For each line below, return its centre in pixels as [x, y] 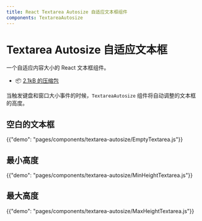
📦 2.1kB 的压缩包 [37, 81]
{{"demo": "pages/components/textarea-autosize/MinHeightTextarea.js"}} [100, 175]
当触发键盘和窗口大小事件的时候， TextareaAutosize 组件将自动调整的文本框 [101, 96]
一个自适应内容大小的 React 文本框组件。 [58, 68]
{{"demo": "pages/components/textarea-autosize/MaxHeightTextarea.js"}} [100, 211]
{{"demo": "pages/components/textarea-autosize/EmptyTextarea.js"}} [95, 139]
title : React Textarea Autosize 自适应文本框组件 [67, 12]
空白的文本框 [31, 124]
